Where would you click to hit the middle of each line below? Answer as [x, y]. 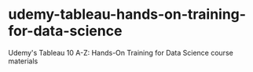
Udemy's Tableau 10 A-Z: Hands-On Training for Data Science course [121, 52]
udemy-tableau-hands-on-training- [127, 14]
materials [23, 61]
